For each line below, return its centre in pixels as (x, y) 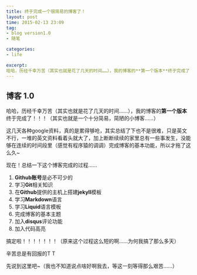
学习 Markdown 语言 (38, 200)
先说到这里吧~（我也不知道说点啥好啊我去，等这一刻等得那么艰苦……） (92, 266)
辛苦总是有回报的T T (31, 254)
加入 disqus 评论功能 (38, 221)
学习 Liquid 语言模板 (38, 207)
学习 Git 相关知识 (34, 185)
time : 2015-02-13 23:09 (35, 22)
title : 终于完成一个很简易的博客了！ (46, 11)
